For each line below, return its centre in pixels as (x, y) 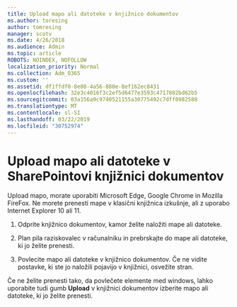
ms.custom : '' (28, 80)
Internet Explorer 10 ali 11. (44, 211)
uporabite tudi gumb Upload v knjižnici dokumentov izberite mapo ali (108, 289)
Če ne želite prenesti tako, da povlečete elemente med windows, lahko (110, 281)
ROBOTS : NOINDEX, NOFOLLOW (47, 60)
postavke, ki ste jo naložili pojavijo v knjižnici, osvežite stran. (105, 267)
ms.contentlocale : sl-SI (44, 113)
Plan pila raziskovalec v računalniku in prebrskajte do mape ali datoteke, (122, 238)
